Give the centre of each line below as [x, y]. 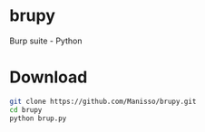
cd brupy [26, 109]
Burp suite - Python [46, 41]
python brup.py [38, 118]
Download [49, 77]
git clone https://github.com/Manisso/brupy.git [103, 101]
